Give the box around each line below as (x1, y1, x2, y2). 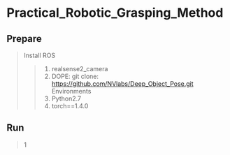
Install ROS (23, 51, 56, 59)
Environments (51, 87, 92, 95)
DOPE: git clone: (51, 72, 99, 80)
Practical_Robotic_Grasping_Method (6, 5, 224, 21)
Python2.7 (51, 94, 82, 103)
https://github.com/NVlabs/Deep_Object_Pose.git (51, 80, 194, 88)
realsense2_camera (51, 65, 108, 73)
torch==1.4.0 (51, 102, 89, 110)
